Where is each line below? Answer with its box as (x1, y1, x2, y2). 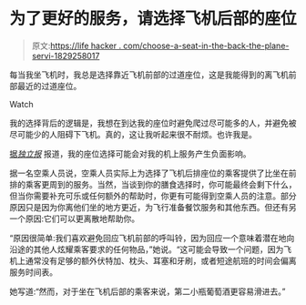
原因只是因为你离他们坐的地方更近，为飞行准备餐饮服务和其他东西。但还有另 (9, 201, 297, 212)
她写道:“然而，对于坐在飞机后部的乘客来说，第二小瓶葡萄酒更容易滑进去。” (9, 286, 286, 297)
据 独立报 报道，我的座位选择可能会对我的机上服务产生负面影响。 (9, 147, 251, 159)
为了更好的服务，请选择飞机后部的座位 (9, 8, 298, 29)
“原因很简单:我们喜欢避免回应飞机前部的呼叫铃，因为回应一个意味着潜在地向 (9, 232, 295, 243)
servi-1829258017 (31, 50, 100, 61)
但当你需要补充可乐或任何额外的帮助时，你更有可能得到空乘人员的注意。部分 (9, 190, 297, 201)
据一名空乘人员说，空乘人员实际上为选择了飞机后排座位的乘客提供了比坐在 (9, 168, 289, 178)
